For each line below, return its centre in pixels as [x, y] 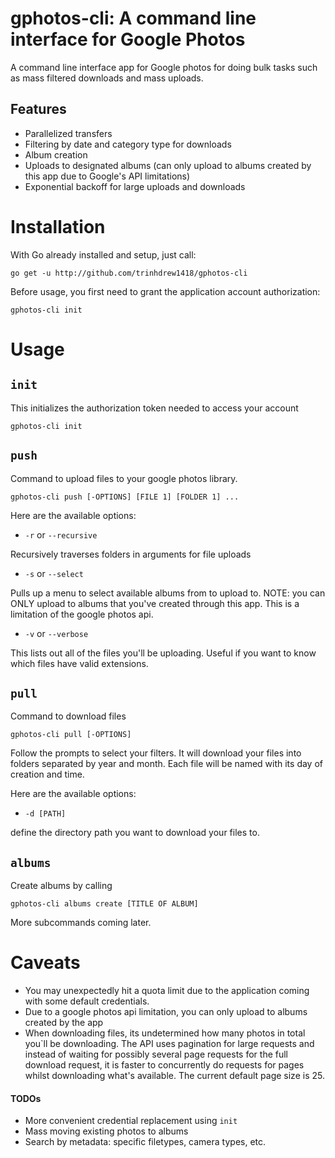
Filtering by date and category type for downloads [128, 144]
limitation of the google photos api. [82, 614]
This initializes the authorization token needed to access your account [154, 408]
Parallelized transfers [68, 133]
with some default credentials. [87, 1001]
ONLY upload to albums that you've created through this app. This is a [155, 603]
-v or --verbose [56, 633]
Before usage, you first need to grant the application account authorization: [165, 291]
